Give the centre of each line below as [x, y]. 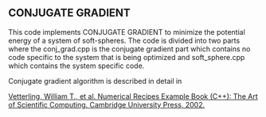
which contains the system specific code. [76, 66]
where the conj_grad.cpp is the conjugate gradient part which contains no [129, 49]
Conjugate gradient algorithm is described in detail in [95, 81]
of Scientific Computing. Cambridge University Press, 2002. [107, 104]
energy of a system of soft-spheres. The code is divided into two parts [124, 40]
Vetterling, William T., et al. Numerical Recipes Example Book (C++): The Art [133, 96]
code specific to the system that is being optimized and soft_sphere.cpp [127, 57]
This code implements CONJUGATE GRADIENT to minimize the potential [127, 32]
